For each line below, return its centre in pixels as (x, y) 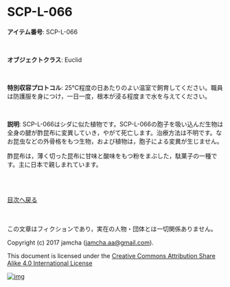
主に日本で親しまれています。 (60, 164)
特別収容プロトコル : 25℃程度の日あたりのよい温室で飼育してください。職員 (115, 87)
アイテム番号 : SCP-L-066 (42, 32)
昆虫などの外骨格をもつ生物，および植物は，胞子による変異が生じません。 (118, 141)
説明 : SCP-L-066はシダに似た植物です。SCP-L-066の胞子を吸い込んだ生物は (115, 124)
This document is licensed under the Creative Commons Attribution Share (112, 255)
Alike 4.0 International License (50, 263)
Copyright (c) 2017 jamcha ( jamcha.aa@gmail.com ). (81, 242)
